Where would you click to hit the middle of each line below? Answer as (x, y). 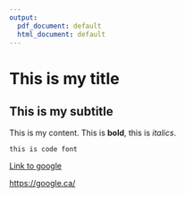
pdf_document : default (59, 26)
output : (24, 17)
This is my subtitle (61, 111)
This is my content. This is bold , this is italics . (93, 133)
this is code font (43, 150)
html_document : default (61, 34)
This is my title (64, 78)
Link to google (36, 166)
